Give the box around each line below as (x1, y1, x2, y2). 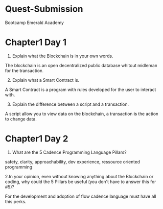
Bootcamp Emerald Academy (5, 20, 64, 25)
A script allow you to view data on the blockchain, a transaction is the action (5, 111, 159, 116)
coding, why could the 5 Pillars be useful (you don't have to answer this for (5, 179, 156, 185)
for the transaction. (5, 68, 44, 73)
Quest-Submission (5, 3, 83, 15)
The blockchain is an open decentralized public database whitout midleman (5, 62, 158, 68)
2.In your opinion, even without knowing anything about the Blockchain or (5, 173, 154, 179)
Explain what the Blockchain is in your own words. (12, 53, 114, 59)
